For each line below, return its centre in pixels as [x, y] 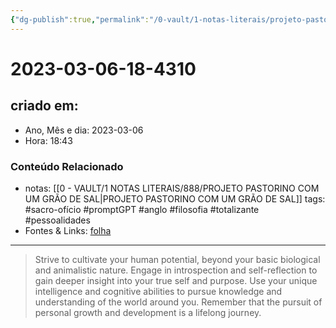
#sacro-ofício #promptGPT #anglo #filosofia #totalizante [142, 209]
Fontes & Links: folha [68, 230]
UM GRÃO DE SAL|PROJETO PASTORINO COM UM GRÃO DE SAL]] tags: [175, 198]
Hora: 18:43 [48, 140]
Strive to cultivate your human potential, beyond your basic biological [177, 259]
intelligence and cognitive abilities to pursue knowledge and [158, 291]
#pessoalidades [57, 220]
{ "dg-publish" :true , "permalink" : [80, 19]
